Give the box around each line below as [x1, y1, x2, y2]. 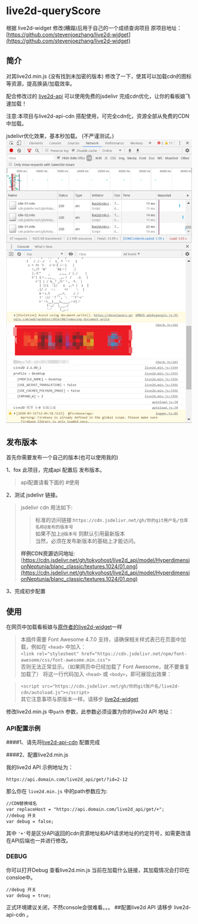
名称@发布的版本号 [35, 524, 74, 530]
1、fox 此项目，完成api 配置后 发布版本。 [6, 466, 105, 473]
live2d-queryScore [6, 4, 101, 18]
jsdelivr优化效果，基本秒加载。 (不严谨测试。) [6, 132, 114, 139]
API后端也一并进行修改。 [11, 837, 72, 844]
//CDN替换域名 [6, 801, 37, 807]
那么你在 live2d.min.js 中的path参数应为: [6, 788, 108, 795]
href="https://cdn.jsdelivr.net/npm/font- [81, 650, 187, 657]
